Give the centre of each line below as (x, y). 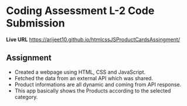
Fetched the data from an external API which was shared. (84, 78)
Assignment (29, 58)
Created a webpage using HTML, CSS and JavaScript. (80, 72)
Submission (36, 23)
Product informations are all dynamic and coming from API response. (98, 84)
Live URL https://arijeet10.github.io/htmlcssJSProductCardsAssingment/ (93, 39)
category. (26, 97)
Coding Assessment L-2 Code (80, 11)
